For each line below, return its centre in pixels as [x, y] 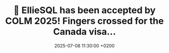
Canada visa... [84, 32]
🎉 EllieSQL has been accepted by [84, 10]
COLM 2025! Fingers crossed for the [84, 21]
